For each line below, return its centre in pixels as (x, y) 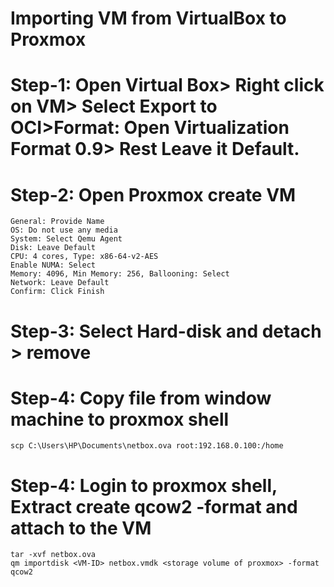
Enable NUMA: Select (53, 265)
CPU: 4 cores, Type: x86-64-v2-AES (84, 257)
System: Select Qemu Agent (66, 239)
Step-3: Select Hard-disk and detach (166, 331)
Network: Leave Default (60, 283)
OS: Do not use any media (64, 230)
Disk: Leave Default (53, 248)
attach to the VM (81, 528)
